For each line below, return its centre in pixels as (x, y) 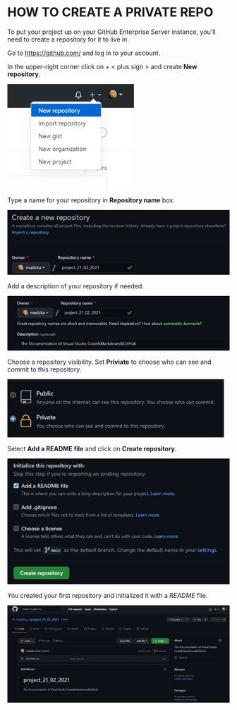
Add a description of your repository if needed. (76, 286)
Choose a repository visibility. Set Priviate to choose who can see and (109, 362)
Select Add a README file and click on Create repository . (92, 449)
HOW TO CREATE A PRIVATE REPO (110, 12)
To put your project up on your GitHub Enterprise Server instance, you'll (112, 32)
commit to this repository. (44, 369)
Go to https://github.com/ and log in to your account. (84, 53)
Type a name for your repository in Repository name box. (91, 200)
